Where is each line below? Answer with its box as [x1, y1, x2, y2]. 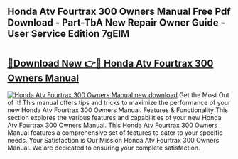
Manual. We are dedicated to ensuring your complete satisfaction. [7, 143, 200, 152]
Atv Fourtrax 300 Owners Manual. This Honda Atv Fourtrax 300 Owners [7, 121, 218, 129]
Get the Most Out [178, 91, 229, 99]
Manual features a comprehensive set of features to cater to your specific [7, 128, 223, 137]
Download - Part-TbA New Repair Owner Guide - [7, 17, 226, 29]
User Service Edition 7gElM [7, 28, 130, 40]
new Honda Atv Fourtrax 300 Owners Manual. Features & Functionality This [7, 106, 229, 114]
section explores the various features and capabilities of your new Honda [7, 114, 222, 121]
